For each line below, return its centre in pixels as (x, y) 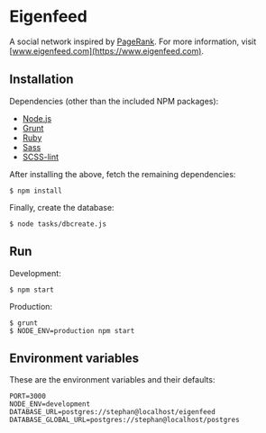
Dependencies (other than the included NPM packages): (114, 101)
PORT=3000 (28, 397)
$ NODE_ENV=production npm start (72, 330)
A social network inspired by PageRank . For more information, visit (133, 41)
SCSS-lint (41, 157)
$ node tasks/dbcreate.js (58, 224)
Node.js (37, 118)
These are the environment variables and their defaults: (112, 380)
